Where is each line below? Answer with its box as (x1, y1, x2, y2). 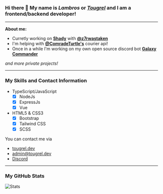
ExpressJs (19, 99, 40, 105)
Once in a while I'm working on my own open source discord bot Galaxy (12, 46, 157, 52)
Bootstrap (19, 115, 39, 121)
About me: (5, 26, 27, 32)
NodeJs (19, 94, 35, 99)
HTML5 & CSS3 (12, 110, 44, 116)
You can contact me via (5, 136, 52, 142)
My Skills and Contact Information (5, 78, 87, 84)
